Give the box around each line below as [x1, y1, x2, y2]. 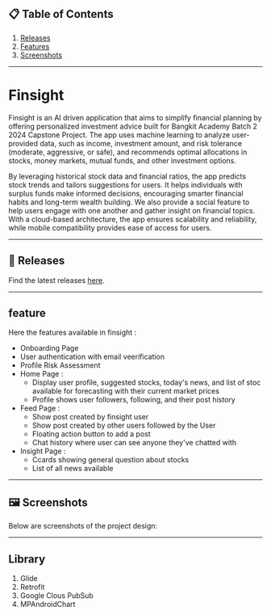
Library [8, 552, 46, 566]
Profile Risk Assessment [19, 360, 101, 370]
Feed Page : [19, 403, 60, 413]
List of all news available [31, 464, 114, 474]
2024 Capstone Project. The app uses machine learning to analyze [8, 129, 231, 140]
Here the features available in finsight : [8, 327, 137, 338]
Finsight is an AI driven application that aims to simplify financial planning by [8, 112, 262, 122]
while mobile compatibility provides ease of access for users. [8, 222, 212, 233]
